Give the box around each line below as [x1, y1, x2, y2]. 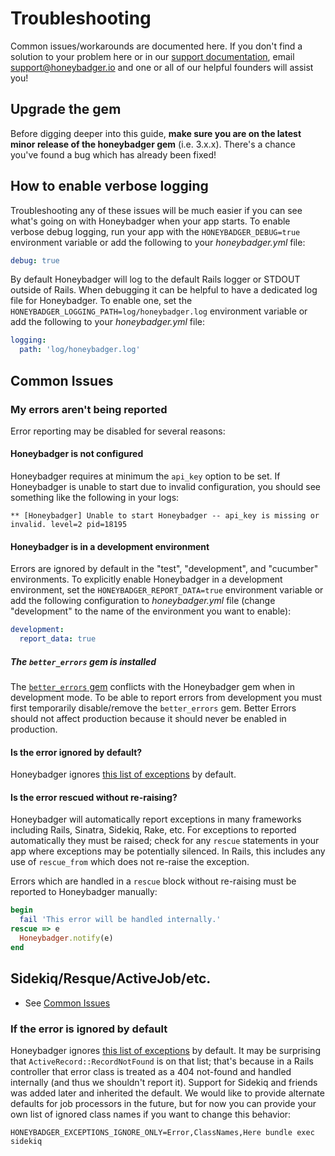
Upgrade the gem [10, 101, 122, 118]
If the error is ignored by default [10, 1022, 168, 1036]
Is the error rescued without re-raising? [10, 791, 178, 803]
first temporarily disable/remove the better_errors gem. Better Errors [10, 702, 297, 714]
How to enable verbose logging [10, 178, 209, 195]
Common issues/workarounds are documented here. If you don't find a [10, 40, 303, 52]
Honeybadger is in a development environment [10, 540, 210, 552]
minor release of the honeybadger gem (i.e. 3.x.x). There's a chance [10, 138, 296, 150]
